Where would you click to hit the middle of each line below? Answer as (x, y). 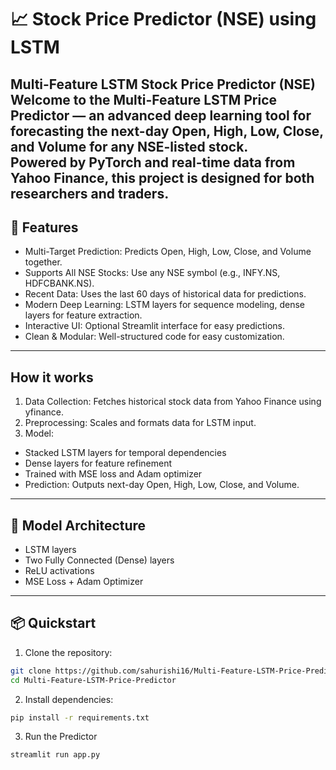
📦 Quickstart (53, 623)
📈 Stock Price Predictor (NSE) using (163, 19)
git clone (31, 671)
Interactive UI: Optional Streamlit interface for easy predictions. (155, 326)
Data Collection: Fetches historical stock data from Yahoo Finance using (173, 402)
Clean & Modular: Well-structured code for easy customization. (154, 337)
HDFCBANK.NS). (59, 283)
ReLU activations (59, 571)
